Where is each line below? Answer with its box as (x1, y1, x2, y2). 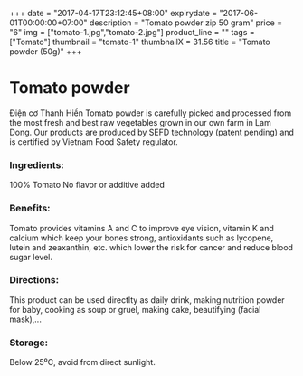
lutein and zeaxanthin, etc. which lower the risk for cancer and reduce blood (9, 241, 294, 252)
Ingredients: (9, 158, 65, 171)
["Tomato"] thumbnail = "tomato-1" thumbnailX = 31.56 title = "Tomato (9, 36, 270, 47)
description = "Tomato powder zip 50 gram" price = (89, 17, 283, 28)
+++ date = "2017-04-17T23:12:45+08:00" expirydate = (9, 8, 218, 18)
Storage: (9, 336, 49, 349)
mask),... (9, 314, 43, 324)
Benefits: (9, 202, 52, 215)
